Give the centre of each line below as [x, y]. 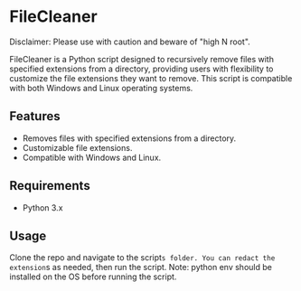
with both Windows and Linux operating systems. [101, 88]
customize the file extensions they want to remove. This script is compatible [151, 78]
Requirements [50, 186]
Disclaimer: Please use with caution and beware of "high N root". [130, 42]
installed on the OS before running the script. [93, 277]
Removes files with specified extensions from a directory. [129, 138]
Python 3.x [42, 207]
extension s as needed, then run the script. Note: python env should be [141, 268]
